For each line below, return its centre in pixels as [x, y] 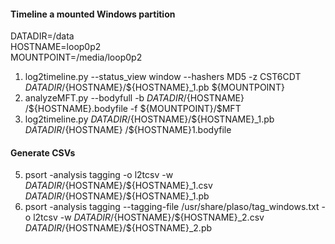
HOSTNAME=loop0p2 [56, 47]
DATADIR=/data [42, 36]
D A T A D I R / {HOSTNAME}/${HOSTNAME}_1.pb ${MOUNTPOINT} [154, 87]
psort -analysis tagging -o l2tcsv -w [99, 175]
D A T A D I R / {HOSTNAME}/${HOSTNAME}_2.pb [118, 228]
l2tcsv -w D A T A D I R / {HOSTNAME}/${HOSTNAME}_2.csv [149, 217]
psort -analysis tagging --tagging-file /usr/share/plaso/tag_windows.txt [172, 207]
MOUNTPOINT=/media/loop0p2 [76, 57]
